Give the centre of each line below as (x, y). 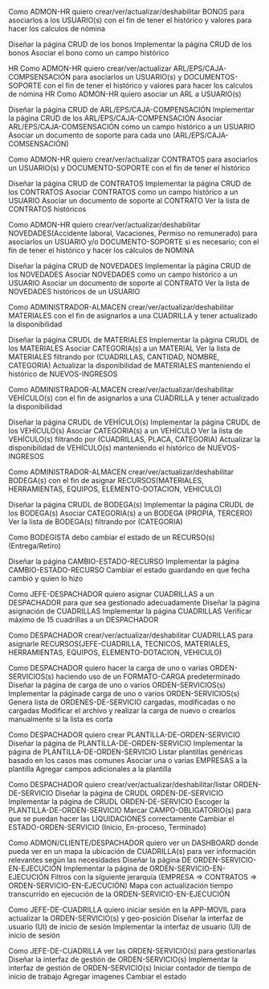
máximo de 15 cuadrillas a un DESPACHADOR (84, 620)
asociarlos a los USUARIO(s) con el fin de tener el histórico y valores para (130, 20)
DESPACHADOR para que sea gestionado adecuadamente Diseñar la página (134, 603)
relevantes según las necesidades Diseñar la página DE (100, 860)
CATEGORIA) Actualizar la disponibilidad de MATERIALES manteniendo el (129, 365)
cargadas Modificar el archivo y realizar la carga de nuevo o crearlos (122, 710)
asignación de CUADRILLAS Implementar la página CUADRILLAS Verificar (130, 611)
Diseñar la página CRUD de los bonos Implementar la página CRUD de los (130, 44)
